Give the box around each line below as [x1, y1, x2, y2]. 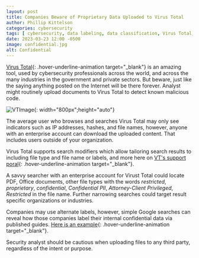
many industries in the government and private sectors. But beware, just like [6, 76, 192, 83]
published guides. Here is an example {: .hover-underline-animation [6, 221, 170, 228]
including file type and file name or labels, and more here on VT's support [6, 154, 187, 161]
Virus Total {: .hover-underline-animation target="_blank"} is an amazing [6, 63, 182, 70]
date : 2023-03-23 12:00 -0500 [6, 36, 81, 42]
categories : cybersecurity [6, 25, 73, 31]
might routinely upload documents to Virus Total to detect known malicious [6, 88, 189, 95]
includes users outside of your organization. [6, 136, 114, 143]
